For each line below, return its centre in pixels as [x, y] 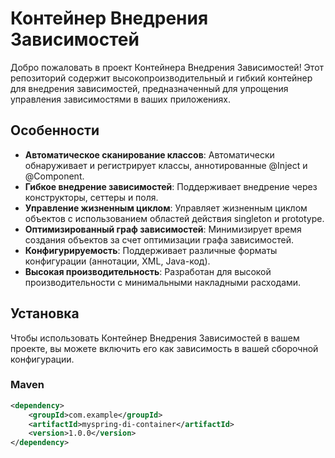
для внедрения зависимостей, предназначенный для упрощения [149, 88]
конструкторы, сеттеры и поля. [91, 197]
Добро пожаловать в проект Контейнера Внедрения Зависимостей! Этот [167, 67]
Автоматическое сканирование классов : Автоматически [149, 154]
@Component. [54, 176]
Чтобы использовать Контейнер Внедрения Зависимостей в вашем [155, 338]
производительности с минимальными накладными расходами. [163, 282]
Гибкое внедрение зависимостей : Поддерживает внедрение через [171, 186]
